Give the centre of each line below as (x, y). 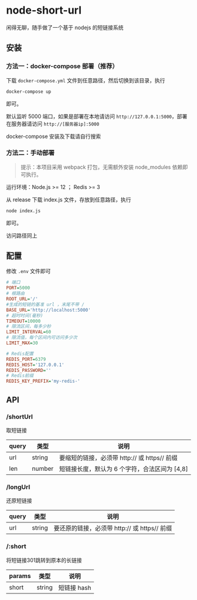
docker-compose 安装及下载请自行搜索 (54, 136)
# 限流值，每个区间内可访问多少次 (42, 338)
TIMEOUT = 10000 (24, 321)
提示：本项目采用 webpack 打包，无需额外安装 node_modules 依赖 (101, 167)
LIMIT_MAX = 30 (22, 343)
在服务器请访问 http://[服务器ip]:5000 (53, 123)
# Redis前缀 (20, 376)
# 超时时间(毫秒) (24, 315)
